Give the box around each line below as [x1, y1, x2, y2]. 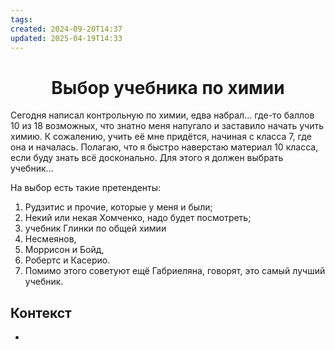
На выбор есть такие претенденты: [10, 182, 162, 194]
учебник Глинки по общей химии [24, 222, 167, 235]
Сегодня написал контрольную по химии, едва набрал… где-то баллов [10, 109, 315, 121]
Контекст [10, 304, 72, 321]
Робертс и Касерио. [24, 254, 111, 266]
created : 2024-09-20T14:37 [10, 24, 123, 34]
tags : [10, 14, 33, 25]
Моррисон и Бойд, [24, 244, 105, 256]
